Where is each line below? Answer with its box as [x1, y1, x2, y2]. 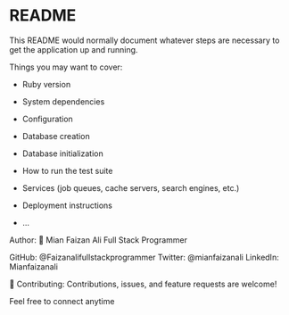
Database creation [21, 130, 91, 141]
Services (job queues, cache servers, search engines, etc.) [21, 182, 240, 193]
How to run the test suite [21, 165, 113, 176]
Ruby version [21, 79, 71, 89]
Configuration [21, 113, 73, 124]
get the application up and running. [9, 44, 138, 54]
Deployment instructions [21, 200, 113, 211]
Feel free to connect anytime [9, 295, 115, 306]
